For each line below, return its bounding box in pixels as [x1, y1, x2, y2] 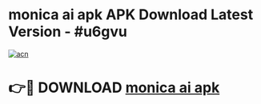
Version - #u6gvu [8, 22, 128, 41]
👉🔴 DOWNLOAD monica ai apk [8, 78, 220, 97]
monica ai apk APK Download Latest [8, 6, 254, 24]
